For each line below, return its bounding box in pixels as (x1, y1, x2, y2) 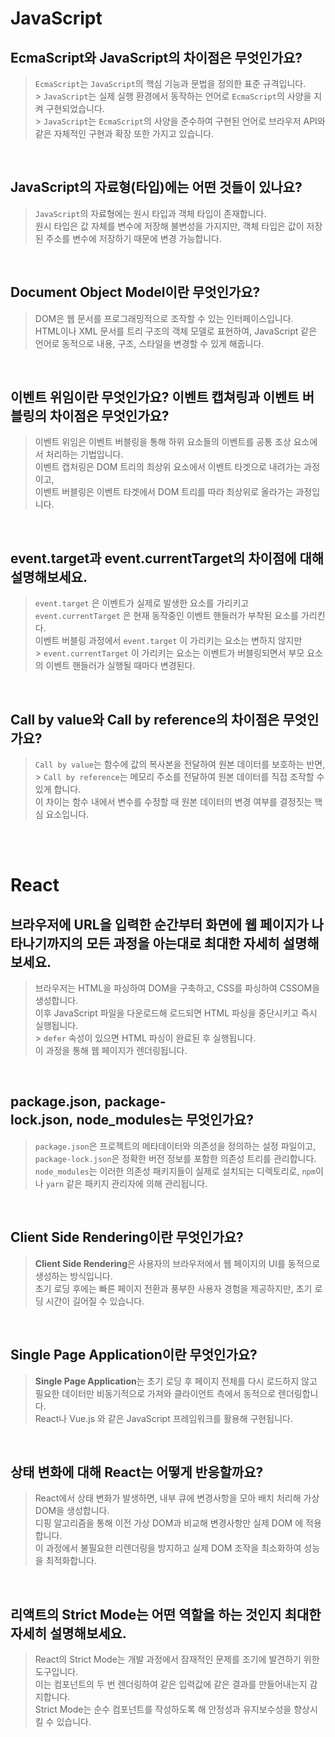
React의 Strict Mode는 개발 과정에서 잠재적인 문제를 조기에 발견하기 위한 (34, 1653, 320, 1666)
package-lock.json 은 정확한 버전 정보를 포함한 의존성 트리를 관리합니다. (34, 1152, 317, 1164)
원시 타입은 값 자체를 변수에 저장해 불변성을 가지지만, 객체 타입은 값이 (34, 220, 305, 232)
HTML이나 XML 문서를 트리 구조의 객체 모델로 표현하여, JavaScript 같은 (34, 325, 318, 337)
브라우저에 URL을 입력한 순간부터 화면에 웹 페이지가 (10, 916, 309, 933)
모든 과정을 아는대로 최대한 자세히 (85, 935, 280, 952)
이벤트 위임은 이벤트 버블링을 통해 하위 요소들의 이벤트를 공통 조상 (34, 436, 292, 448)
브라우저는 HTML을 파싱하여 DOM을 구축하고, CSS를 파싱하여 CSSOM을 (34, 982, 321, 994)
